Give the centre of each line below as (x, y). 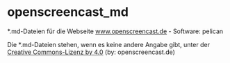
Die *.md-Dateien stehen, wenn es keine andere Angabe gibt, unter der (109, 44)
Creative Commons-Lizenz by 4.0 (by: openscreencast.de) (91, 52)
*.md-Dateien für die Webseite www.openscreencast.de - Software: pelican (115, 31)
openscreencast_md (68, 12)
